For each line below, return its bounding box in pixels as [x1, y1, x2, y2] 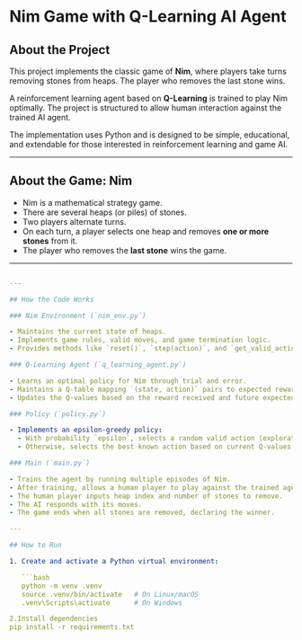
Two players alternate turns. [22, 216, 127, 227]
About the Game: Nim [9, 173, 133, 189]
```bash [21, 573, 50, 582]
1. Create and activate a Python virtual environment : [9, 557, 219, 566]
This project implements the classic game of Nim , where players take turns [9, 66, 288, 76]
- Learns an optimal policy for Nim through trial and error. [9, 376, 247, 386]
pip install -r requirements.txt [9, 623, 135, 632]
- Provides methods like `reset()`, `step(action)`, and [9, 344, 227, 353]
